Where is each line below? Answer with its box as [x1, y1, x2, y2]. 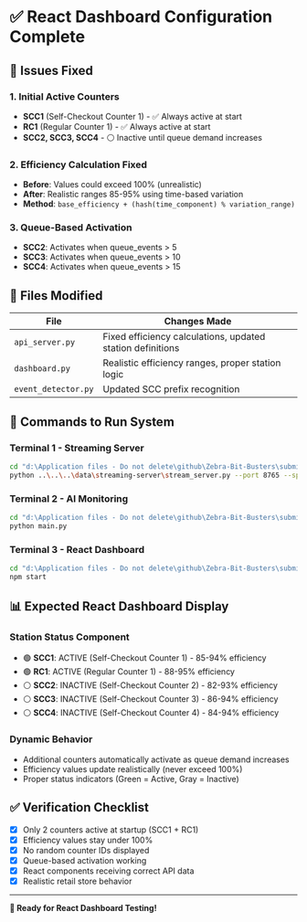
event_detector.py [14, 384, 94, 395]
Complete [9, 26, 86, 48]
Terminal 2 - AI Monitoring [9, 492, 129, 504]
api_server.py [14, 337, 76, 348]
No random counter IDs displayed [22, 844, 150, 855]
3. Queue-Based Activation [9, 221, 132, 234]
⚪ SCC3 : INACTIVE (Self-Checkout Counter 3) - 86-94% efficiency [22, 693, 279, 705]
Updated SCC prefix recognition [102, 383, 240, 396]
